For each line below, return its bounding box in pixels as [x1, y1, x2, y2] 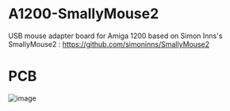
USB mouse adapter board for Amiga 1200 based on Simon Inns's [8, 31, 223, 40]
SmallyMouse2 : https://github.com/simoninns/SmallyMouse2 [8, 39, 210, 48]
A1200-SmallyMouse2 [8, 5, 159, 23]
